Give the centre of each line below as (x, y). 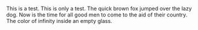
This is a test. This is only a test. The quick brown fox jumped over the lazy (99, 9)
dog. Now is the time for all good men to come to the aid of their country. (97, 15)
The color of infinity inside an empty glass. (59, 21)
